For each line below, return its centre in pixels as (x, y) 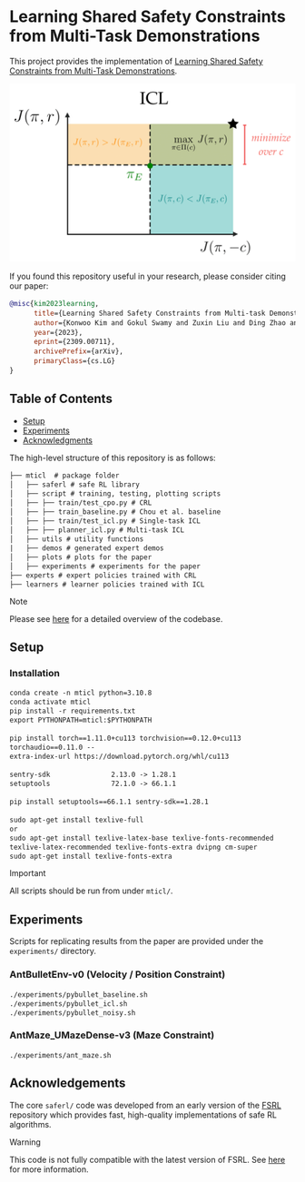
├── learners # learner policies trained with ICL (107, 584)
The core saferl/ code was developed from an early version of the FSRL (145, 1105)
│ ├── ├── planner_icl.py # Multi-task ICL (97, 530)
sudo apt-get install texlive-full (77, 820)
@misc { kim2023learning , (54, 303)
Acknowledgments (58, 440)
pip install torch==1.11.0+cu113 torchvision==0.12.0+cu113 (126, 739)
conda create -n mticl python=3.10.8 (81, 693)
